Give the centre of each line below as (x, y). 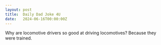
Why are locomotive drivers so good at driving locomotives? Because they (81, 33)
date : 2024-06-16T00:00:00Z (36, 19)
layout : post (19, 10)
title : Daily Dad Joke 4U (33, 14)
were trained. (19, 38)
